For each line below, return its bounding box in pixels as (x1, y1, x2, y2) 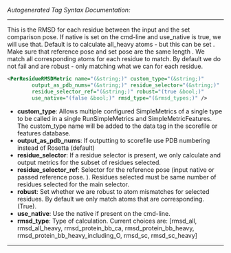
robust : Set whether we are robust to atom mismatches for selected (16, 187, 210, 195)
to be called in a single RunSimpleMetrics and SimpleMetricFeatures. (16, 114, 212, 122)
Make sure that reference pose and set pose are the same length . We (7, 47, 205, 56)
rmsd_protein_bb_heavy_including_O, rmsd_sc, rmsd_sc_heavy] (16, 231, 198, 239)
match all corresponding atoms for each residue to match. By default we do (7, 55, 221, 63)
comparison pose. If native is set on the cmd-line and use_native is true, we (7, 33, 221, 41)
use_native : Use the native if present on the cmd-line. (16, 209, 170, 217)
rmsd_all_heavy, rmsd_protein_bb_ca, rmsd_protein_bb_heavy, (16, 223, 195, 232)
